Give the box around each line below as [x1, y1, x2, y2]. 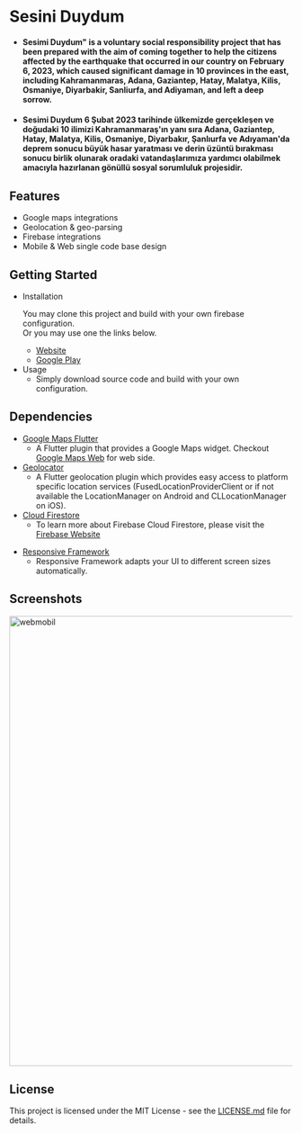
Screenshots [9, 591, 83, 607]
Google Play [35, 355, 81, 365]
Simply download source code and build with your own [35, 373, 240, 384]
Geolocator [22, 462, 65, 472]
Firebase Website [35, 528, 101, 539]
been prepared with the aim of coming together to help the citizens [22, 46, 277, 57]
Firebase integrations [22, 231, 102, 242]
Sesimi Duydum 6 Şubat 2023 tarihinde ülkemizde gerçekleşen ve [22, 114, 274, 125]
